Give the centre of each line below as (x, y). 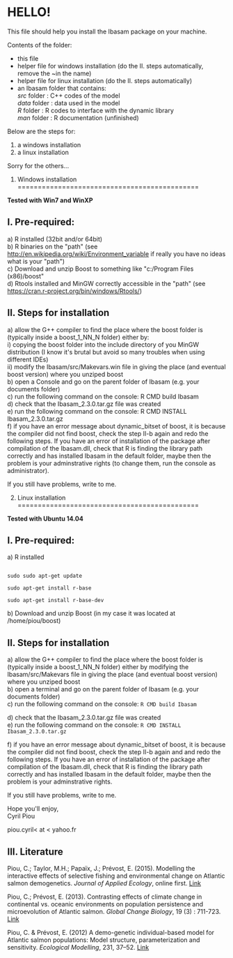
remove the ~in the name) (54, 73)
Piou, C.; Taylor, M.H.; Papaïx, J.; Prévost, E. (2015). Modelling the (102, 868)
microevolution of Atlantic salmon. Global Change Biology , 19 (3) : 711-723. (114, 912)
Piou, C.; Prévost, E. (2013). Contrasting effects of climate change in (105, 897)
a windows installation (49, 144)
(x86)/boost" (26, 276)
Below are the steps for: (41, 131)
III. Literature (35, 852)
